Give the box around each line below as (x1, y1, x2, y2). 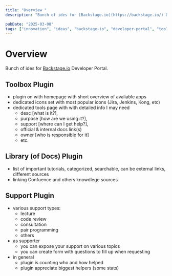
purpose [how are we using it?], (20, 116, 88, 121)
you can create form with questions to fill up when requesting (20, 248, 150, 254)
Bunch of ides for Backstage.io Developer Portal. (5, 65, 109, 72)
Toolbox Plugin (5, 80, 54, 89)
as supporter (12, 238, 40, 244)
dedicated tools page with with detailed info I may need (12, 104, 130, 111)
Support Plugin (5, 192, 55, 200)
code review (20, 216, 47, 222)
